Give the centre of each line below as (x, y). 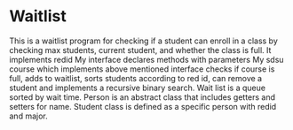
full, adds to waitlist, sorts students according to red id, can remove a (136, 78)
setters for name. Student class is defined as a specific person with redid (143, 106)
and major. (28, 116)
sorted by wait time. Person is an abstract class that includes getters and (143, 97)
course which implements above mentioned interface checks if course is (142, 69)
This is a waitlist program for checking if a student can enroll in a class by (143, 41)
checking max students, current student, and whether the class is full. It (140, 50)
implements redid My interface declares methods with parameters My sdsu (146, 59)
